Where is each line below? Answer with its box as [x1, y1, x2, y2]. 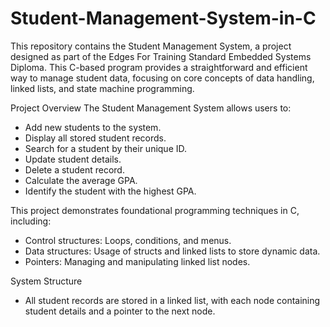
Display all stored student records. [24, 132, 167, 144]
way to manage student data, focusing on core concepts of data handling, [10, 72, 315, 84]
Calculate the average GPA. [24, 174, 138, 186]
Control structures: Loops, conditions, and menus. [24, 234, 232, 246]
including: [10, 215, 52, 227]
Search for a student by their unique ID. [24, 142, 188, 154]
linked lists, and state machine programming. [10, 82, 195, 94]
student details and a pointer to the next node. [24, 305, 216, 317]
